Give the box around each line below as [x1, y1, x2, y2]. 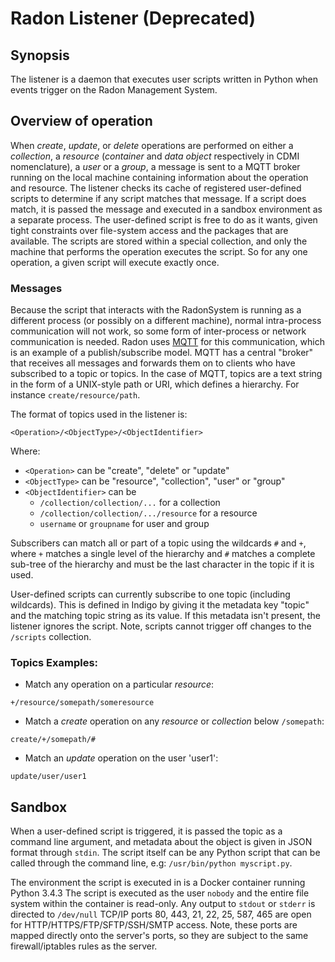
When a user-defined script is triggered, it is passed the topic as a [10, 825, 283, 837]
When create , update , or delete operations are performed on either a [10, 139, 294, 151]
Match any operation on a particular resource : [24, 678, 215, 691]
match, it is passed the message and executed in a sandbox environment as [10, 203, 323, 215]
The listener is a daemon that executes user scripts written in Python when [10, 73, 319, 85]
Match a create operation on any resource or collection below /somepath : [24, 715, 325, 727]
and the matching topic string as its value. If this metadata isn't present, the [10, 610, 321, 622]
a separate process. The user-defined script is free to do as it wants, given [10, 213, 318, 226]
